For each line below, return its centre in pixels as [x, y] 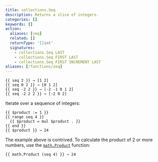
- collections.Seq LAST [40, 52]
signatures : [23, 48]
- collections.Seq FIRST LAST [46, 57]
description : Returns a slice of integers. [52, 15]
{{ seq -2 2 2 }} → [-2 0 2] [36, 94]
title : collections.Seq [30, 10]
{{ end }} [16, 126]
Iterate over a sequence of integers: [43, 103]
